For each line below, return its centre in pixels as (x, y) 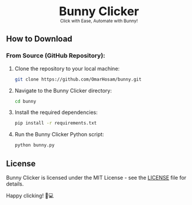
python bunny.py (34, 145)
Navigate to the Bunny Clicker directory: (63, 90)
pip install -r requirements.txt (56, 123)
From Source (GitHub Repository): (56, 56)
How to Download (39, 39)
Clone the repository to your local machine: (67, 68)
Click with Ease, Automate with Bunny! (99, 21)
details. (15, 184)
